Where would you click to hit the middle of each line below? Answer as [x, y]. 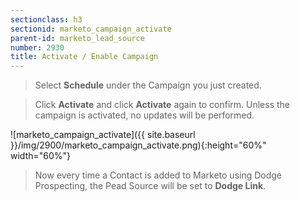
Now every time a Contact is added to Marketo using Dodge [158, 175]
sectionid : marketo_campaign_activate [91, 29]
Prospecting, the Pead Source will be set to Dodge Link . [150, 186]
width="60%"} [41, 156]
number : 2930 [37, 47]
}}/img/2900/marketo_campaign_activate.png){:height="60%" [138, 145]
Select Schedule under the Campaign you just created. [148, 85]
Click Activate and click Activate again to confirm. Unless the [162, 105]
